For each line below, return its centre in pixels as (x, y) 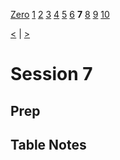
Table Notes (48, 144)
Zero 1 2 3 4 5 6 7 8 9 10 (60, 14)
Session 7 (51, 74)
